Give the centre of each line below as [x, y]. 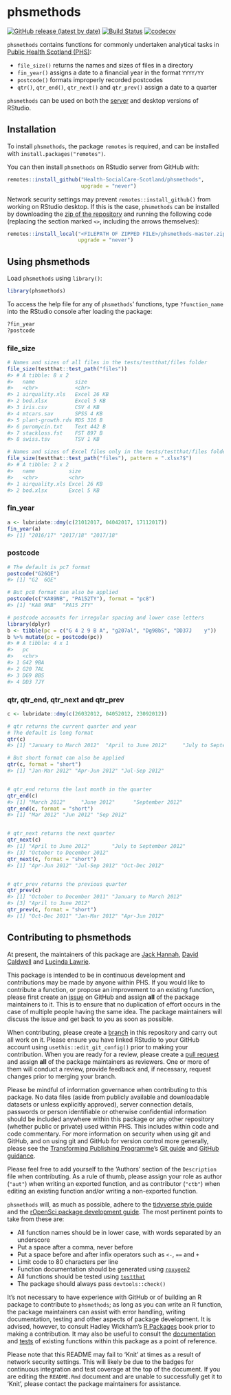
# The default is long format [51, 733]
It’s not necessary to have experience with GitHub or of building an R [104, 1297]
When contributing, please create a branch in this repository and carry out [112, 1032]
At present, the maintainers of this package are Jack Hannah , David [103, 954]
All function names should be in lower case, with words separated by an [119, 1232]
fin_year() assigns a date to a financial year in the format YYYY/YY [110, 72]
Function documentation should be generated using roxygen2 [103, 1269]
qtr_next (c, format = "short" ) [52, 859]
